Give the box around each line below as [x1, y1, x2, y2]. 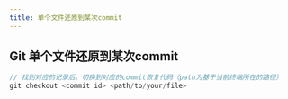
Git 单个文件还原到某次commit [9, 49, 179, 64]
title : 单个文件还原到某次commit [9, 13, 123, 22]
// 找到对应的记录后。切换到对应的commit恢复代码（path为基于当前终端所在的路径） [9, 73, 283, 82]
